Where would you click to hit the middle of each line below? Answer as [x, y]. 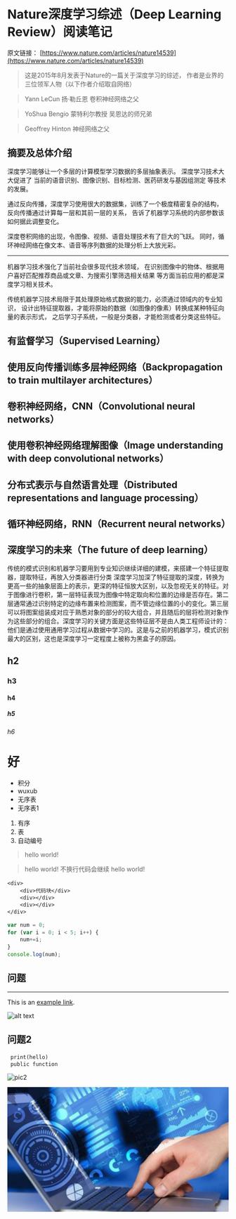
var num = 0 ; [26, 925]
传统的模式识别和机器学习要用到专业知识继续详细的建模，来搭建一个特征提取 [118, 568]
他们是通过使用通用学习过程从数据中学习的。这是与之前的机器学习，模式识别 [118, 630]
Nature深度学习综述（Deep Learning [114, 14]
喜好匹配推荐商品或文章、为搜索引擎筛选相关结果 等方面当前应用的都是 [116, 275]
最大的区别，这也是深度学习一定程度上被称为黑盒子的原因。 [93, 638]
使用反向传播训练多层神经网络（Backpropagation [115, 367]
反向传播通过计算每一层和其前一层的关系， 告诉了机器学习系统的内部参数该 [116, 212]
